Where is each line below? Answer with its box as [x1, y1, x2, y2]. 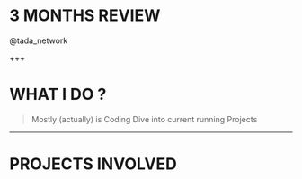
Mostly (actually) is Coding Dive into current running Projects [31, 113, 258, 124]
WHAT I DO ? [9, 85, 107, 104]
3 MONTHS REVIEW [9, 5, 161, 26]
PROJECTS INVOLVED [9, 154, 178, 175]
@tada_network [9, 35, 68, 46]
